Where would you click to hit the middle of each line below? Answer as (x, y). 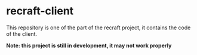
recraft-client (40, 11)
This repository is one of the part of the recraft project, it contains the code (98, 27)
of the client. (22, 33)
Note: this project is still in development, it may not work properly (89, 45)
